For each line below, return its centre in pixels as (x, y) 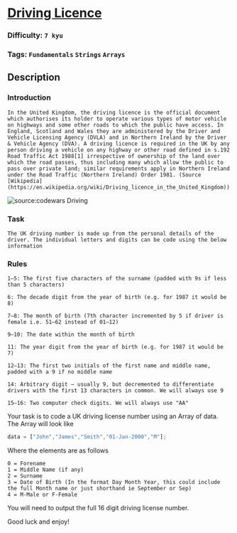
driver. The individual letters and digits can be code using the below (117, 240)
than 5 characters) (36, 285)
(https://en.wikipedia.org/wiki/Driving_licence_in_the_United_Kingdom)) (119, 187)
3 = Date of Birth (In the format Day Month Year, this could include (114, 482)
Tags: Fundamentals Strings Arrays (66, 55)
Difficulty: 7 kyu (35, 36)
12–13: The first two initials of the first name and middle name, (109, 366)
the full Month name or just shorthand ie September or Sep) (100, 489)
